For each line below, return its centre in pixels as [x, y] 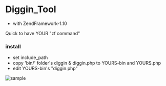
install [13, 46]
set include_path [30, 58]
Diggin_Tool [31, 9]
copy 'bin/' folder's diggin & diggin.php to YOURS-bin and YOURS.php [87, 63]
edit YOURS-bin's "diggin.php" [45, 68]
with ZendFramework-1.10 [40, 23]
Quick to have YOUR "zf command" [43, 33]
